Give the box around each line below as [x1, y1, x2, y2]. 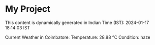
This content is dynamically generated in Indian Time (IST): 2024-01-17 [5, 20, 149, 25]
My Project [5, 3, 51, 15]
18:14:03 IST [5, 24, 31, 30]
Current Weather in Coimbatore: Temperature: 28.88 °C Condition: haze [5, 34, 151, 40]
